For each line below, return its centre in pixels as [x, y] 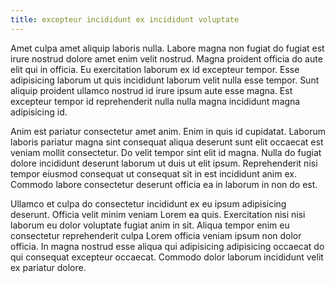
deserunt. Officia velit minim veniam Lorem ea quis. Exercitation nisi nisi [158, 214]
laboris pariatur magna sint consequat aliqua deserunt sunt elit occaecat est [167, 142]
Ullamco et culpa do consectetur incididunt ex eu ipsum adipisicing [148, 203]
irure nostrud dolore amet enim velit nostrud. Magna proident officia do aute [166, 58]
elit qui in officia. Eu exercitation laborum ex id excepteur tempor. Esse [155, 69]
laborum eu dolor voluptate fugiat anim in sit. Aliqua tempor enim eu [150, 225]
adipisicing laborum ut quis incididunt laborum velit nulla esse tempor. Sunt [165, 80]
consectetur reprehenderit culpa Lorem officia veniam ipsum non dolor [156, 235]
